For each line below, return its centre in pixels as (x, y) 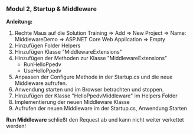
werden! (16, 126)
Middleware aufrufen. (41, 83)
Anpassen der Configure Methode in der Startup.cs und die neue (94, 77)
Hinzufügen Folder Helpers (48, 45)
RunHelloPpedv (42, 64)
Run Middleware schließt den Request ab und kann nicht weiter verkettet (95, 120)
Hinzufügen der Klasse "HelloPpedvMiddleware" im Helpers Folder (96, 96)
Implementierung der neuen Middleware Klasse (72, 102)
